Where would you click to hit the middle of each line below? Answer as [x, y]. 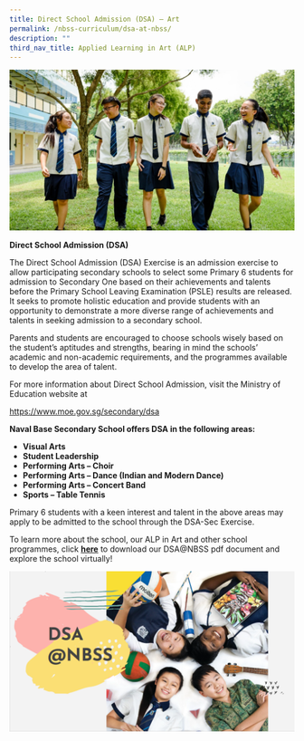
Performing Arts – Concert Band [84, 485]
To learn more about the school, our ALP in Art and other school [128, 539]
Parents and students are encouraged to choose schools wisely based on [146, 337]
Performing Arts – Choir [68, 466]
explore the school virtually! [61, 558]
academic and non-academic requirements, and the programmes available [148, 357]
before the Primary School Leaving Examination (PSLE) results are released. [151, 291]
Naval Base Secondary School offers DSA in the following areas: [133, 428]
